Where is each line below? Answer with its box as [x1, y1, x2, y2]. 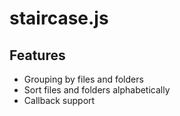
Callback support [23, 95, 96, 106]
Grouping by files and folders [23, 73, 144, 85]
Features [9, 47, 66, 64]
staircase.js [9, 7, 109, 30]
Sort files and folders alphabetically [23, 84, 171, 96]
